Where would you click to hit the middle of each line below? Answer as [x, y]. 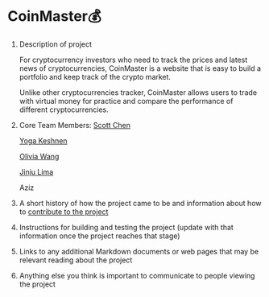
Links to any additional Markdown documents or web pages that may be [139, 251]
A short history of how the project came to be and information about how [140, 203]
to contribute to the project [64, 212]
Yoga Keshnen [43, 140]
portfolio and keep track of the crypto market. [95, 76]
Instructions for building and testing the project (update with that [126, 227]
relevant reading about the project [76, 260]
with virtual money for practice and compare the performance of [126, 101]
